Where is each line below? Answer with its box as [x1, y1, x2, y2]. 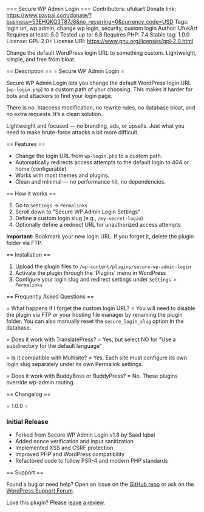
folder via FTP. [6, 240, 43, 246]
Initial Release [6, 417, 49, 426]
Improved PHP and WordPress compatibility [15, 451, 125, 458]
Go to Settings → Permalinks [15, 202, 88, 209]
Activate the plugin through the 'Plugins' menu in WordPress [15, 269, 166, 276]
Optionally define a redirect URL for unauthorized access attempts [15, 221, 181, 228]
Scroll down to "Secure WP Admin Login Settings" [15, 208, 141, 215]
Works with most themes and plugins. [15, 171, 110, 179]
